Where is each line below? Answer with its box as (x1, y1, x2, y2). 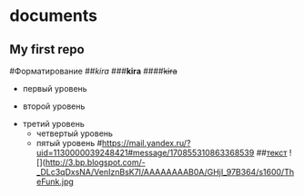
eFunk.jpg (35, 176, 75, 187)
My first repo (9, 42, 85, 57)
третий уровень (22, 119, 85, 129)
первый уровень (22, 83, 88, 93)
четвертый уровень (35, 128, 114, 139)
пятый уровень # (35, 138, 103, 148)
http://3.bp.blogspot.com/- (45, 157, 146, 168)
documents (9, 5, 98, 26)
